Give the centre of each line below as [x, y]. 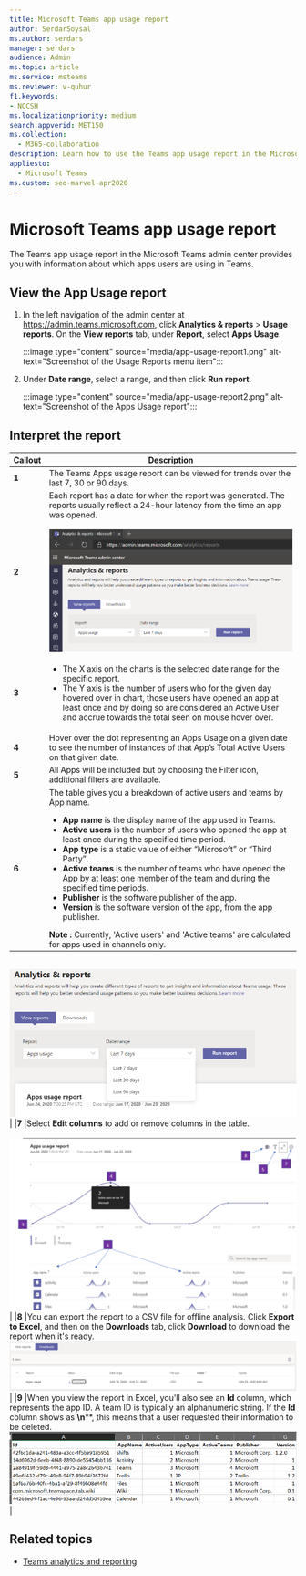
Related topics [51, 1539]
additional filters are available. [105, 779]
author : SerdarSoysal [51, 29]
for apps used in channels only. [107, 944]
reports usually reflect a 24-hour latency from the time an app [165, 506]
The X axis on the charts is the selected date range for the [171, 668]
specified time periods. [105, 887]
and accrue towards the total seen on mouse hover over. [168, 717]
